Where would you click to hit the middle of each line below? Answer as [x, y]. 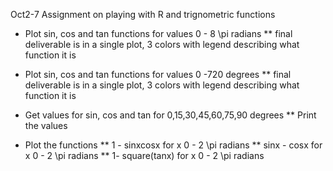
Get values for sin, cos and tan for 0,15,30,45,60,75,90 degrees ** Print [170, 115]
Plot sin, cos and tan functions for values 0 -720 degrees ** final [158, 74]
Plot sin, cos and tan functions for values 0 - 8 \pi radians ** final [158, 33]
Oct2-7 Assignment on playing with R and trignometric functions [143, 14]
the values [46, 125]
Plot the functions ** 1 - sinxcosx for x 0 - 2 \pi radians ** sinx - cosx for [173, 145]
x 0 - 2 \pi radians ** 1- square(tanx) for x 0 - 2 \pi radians [144, 155]
